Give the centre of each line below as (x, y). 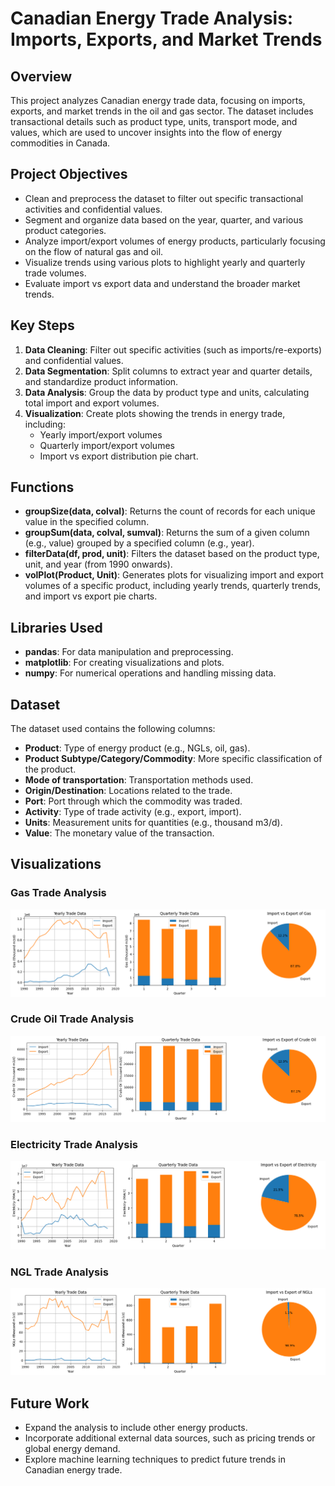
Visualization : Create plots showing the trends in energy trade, (155, 413)
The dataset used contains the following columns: (113, 729)
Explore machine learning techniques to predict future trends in (155, 1459)
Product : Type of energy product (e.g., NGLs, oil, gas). (137, 748)
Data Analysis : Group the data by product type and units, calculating (167, 392)
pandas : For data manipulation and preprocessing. (129, 652)
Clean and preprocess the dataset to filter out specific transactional (164, 198)
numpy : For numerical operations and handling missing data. (150, 673)
